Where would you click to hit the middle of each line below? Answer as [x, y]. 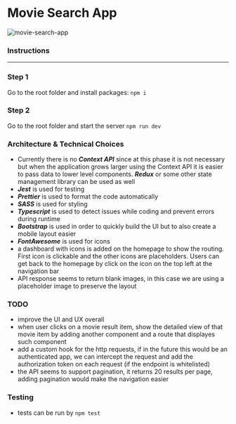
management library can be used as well [76, 182]
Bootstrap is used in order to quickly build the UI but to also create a [117, 227]
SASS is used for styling [52, 204]
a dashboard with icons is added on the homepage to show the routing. [121, 249]
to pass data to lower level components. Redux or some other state [114, 174]
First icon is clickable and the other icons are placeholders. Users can [118, 256]
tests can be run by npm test [59, 413]
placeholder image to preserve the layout [77, 286]
